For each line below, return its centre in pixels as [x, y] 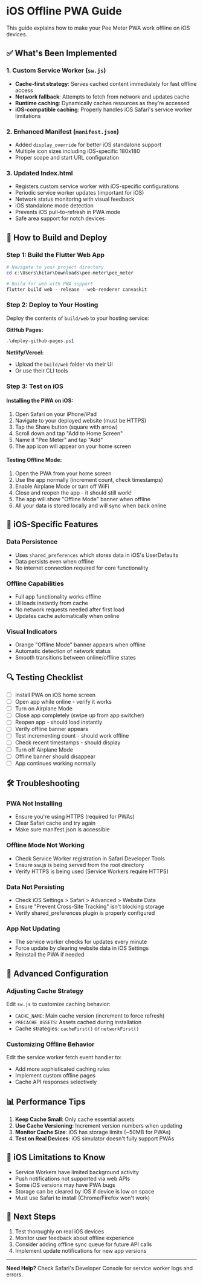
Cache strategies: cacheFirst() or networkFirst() [77, 1028]
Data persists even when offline [54, 561]
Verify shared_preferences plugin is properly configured [85, 913]
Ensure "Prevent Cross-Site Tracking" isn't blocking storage [89, 906]
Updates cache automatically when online [67, 616]
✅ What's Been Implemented [62, 54]
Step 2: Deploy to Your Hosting [52, 305]
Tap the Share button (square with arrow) [66, 427]
